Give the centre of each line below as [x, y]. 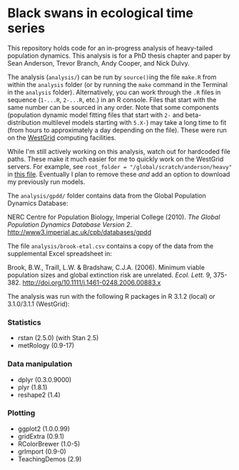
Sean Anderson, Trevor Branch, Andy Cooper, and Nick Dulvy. [99, 63]
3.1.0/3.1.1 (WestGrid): [39, 304]
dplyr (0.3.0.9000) [45, 379]
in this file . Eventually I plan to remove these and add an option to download [119, 174]
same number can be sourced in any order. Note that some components [113, 107]
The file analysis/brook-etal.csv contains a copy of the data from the [111, 246]
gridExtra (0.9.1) [41, 436]
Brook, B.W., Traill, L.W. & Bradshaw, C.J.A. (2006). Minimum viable [106, 267]
